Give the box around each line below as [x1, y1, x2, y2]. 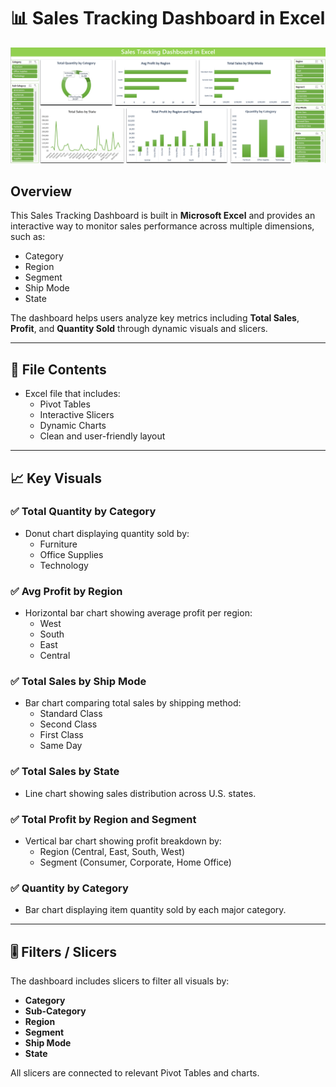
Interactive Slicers [39, 409, 115, 421]
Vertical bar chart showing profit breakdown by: [24, 835, 222, 847]
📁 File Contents [10, 361, 107, 378]
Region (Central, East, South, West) [39, 845, 186, 857]
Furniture [39, 538, 78, 550]
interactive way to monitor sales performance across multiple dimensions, [10, 220, 315, 232]
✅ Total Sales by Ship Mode [10, 675, 147, 689]
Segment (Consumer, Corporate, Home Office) [39, 856, 232, 868]
